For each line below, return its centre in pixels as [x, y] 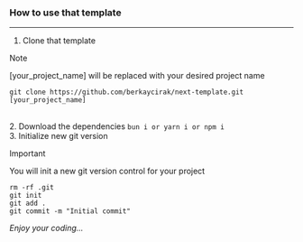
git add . [28, 204]
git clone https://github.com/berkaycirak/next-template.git [127, 92]
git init [26, 196]
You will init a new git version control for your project [107, 171]
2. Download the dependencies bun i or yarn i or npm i [117, 126]
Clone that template [59, 41]
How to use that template [65, 13]
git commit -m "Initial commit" [70, 211]
